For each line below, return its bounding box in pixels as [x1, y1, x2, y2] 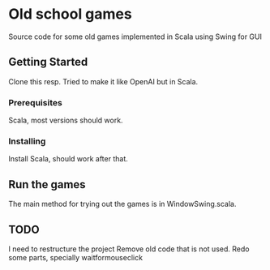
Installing [8, 135, 46, 147]
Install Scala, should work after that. [8, 154, 128, 164]
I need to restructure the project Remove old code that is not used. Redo [8, 244, 250, 254]
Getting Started [8, 55, 88, 69]
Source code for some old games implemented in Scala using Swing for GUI [8, 32, 262, 41]
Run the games [8, 178, 87, 191]
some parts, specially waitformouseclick [8, 252, 144, 262]
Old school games [8, 5, 132, 24]
